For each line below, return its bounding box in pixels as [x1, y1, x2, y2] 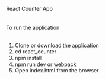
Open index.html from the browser [14, 67, 99, 74]
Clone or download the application [14, 42, 99, 49]
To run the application [6, 24, 60, 31]
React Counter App [6, 5, 53, 12]
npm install [14, 55, 42, 61]
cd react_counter [14, 48, 57, 55]
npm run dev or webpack [14, 61, 77, 68]
